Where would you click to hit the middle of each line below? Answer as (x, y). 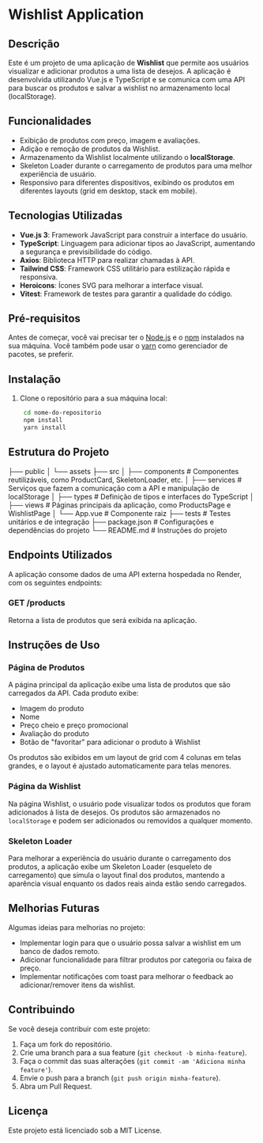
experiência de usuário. (58, 174)
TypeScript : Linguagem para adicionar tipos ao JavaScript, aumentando (137, 243)
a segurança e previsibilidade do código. (86, 252)
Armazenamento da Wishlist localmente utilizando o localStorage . (127, 157)
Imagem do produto (52, 708)
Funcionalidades (50, 122)
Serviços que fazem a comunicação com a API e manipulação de (114, 488)
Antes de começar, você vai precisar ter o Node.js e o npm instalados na (126, 337)
